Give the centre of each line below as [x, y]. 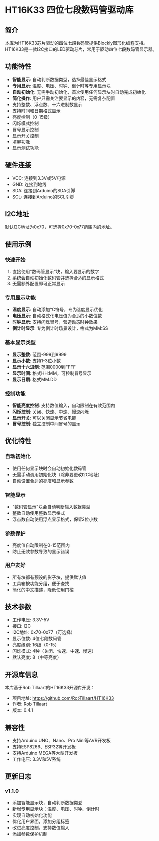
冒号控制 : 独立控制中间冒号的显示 [46, 424]
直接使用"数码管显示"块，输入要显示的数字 [56, 272]
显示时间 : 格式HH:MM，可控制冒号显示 [52, 373]
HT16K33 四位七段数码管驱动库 [69, 10]
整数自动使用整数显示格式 [39, 513]
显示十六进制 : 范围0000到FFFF [44, 367]
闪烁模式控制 [25, 123]
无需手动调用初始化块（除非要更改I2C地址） [57, 474]
